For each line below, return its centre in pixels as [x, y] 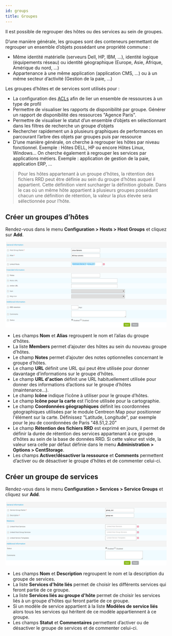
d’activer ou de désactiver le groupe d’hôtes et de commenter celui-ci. [87, 461]
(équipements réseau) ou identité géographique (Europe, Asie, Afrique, [88, 62]
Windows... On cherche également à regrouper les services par [80, 153]
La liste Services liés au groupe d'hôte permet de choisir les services [86, 596]
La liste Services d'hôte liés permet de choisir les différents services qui [89, 585]
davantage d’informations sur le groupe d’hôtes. [63, 374]
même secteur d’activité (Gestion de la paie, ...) [62, 78]
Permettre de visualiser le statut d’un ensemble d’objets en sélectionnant [89, 120]
